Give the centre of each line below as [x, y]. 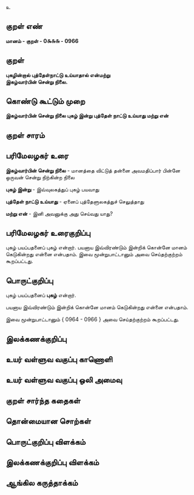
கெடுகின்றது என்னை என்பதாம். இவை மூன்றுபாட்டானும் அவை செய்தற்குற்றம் [94, 254]
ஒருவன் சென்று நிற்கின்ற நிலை [40, 177]
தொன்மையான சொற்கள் [48, 421]
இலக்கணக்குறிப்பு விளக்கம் [52, 462]
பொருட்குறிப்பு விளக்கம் [46, 442]
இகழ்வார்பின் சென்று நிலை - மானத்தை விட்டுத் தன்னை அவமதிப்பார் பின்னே [93, 170]
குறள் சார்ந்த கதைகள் [43, 400]
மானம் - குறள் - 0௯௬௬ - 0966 [42, 41]
